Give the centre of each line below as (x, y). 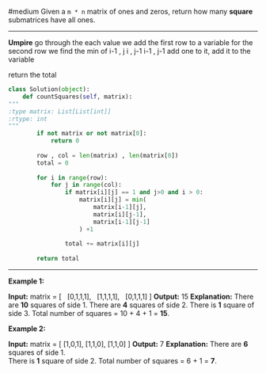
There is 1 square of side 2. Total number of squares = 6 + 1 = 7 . (113, 361)
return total (58, 259)
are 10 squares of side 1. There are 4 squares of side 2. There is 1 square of (131, 305)
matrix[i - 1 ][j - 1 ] (122, 222)
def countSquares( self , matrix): (78, 97)
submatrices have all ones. (52, 20)
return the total (32, 75)
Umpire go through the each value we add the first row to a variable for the (131, 42)
